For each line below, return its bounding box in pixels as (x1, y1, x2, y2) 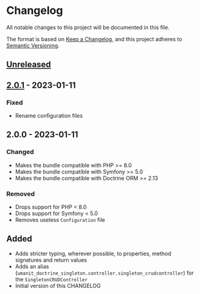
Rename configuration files (15, 112, 83, 119)
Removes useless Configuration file (15, 216, 105, 223)
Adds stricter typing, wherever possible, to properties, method (15, 250, 171, 257)
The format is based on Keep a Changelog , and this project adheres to (6, 35, 182, 42)
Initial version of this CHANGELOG (15, 282, 102, 289)
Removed (6, 189, 35, 198)
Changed (6, 148, 35, 156)
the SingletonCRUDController (15, 275, 88, 282)
